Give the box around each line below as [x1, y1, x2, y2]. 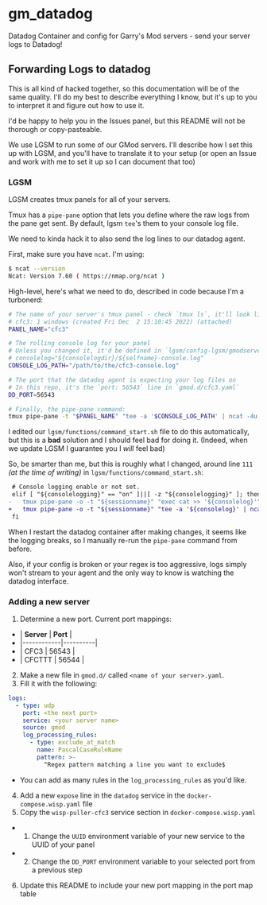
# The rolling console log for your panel [8, 340, 151, 348]
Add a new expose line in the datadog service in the [19, 790, 185, 800]
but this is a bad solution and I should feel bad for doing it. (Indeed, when [8, 435, 248, 445]
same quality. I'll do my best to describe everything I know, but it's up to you [8, 92, 257, 102]
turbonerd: [8, 295, 44, 305]
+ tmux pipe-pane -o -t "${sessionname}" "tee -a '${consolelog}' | [8, 505, 247, 513]
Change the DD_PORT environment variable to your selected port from [31, 856, 256, 866]
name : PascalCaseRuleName [37, 746, 123, 754]
